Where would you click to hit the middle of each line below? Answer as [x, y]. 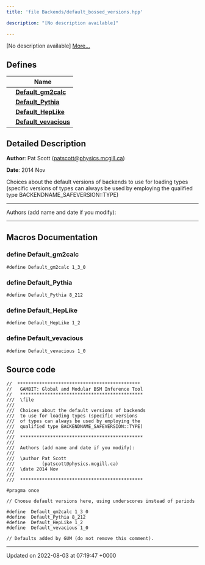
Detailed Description [46, 144]
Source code [31, 370]
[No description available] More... [48, 46]
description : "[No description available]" [63, 23]
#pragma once [23, 490]
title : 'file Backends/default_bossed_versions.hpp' [75, 12]
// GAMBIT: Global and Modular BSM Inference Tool [75, 389]
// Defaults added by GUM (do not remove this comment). [80, 538]
